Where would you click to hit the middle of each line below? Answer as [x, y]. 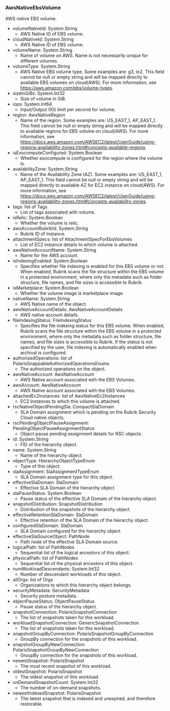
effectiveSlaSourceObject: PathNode [51, 537]
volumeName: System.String [42, 50]
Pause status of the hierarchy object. [59, 607]
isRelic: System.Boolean [38, 218]
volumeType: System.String [41, 66]
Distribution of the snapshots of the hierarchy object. [75, 510]
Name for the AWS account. [49, 255]
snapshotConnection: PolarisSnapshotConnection [65, 612]
